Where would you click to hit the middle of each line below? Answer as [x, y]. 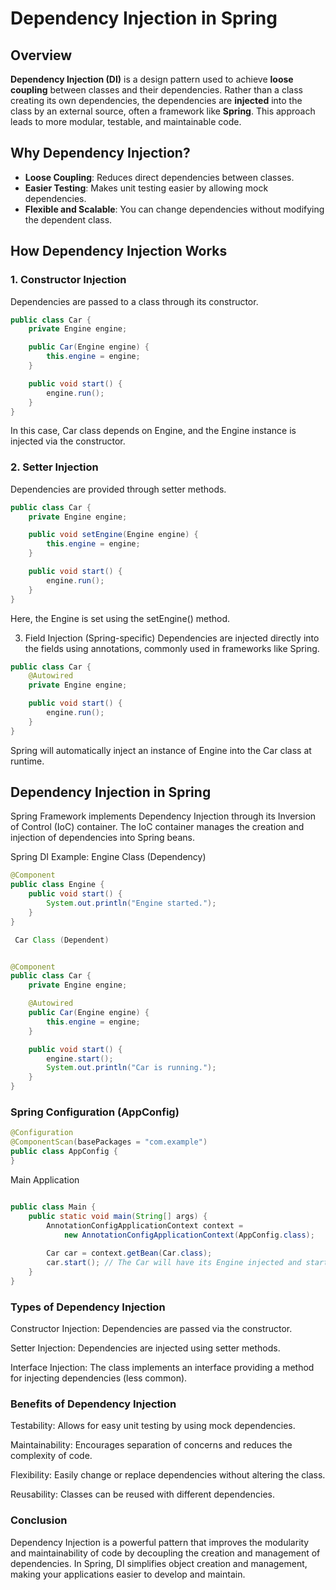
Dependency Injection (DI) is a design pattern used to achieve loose [152, 79]
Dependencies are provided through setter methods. [118, 489]
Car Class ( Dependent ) [62, 940]
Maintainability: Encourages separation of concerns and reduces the [151, 1445]
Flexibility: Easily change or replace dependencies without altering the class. [168, 1475]
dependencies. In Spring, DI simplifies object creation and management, [159, 1563]
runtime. [27, 761]
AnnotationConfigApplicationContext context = [145, 1225]
